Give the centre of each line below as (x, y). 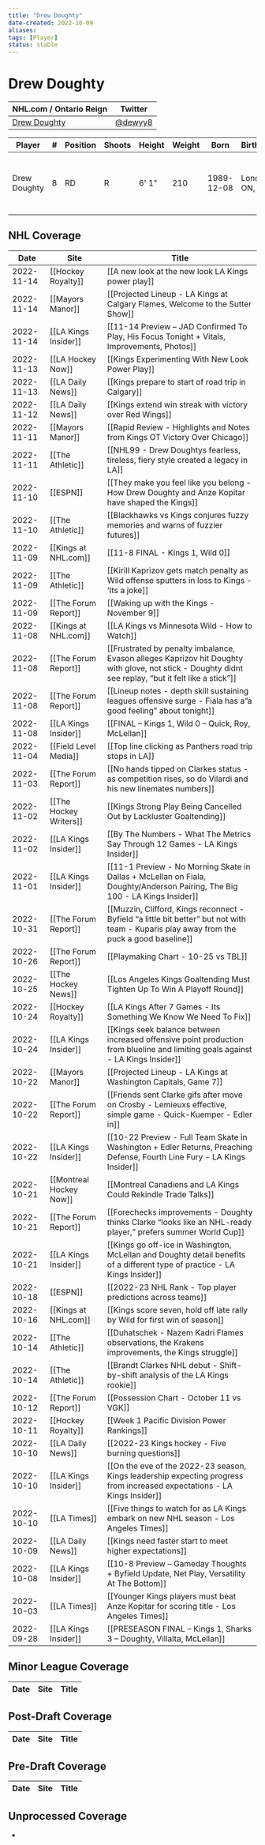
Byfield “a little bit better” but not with (177, 919)
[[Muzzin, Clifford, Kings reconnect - (175, 909)
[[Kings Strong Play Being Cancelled (174, 806)
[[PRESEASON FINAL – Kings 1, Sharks (179, 1629)
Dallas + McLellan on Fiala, (157, 876)
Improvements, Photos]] (152, 346)
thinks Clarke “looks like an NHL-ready (179, 1222)
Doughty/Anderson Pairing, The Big (172, 886)
